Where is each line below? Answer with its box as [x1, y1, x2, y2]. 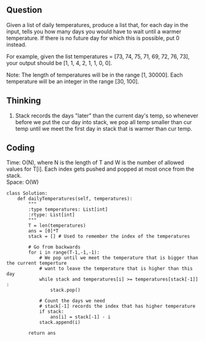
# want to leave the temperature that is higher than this [39, 265, 193, 272]
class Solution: [6, 190, 48, 197]
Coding [6, 143, 35, 153]
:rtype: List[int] [28, 212, 75, 218]
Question [6, 5, 42, 15]
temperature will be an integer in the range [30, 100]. [6, 77, 140, 85]
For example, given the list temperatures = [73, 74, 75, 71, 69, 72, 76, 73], [6, 52, 190, 60]
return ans [28, 330, 56, 337]
